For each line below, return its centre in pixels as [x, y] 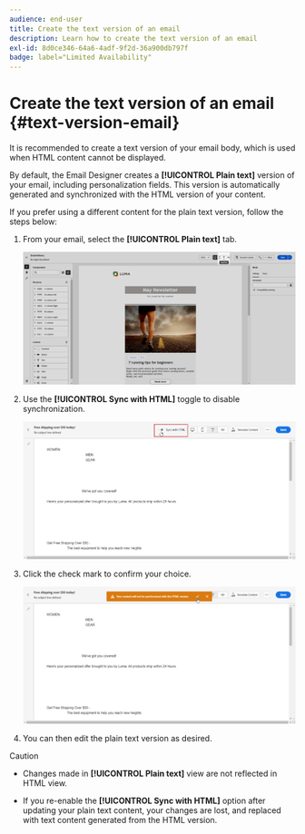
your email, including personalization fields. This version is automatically [145, 185]
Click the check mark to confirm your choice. [107, 574]
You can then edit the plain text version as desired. [117, 738]
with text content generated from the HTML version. [120, 819]
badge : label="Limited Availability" [81, 58]
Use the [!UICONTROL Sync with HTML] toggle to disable [131, 399]
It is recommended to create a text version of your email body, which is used [152, 148]
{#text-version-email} [94, 123]
